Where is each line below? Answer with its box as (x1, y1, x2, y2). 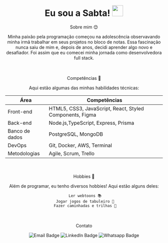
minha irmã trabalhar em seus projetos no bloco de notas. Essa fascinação (7, 39, 161, 45)
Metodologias (7, 150, 40, 157)
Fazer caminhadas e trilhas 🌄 (53, 203, 116, 208)
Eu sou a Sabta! (44, 7, 110, 19)
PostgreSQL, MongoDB (48, 130, 103, 137)
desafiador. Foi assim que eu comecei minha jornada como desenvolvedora (6, 49, 162, 55)
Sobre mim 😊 (69, 24, 98, 30)
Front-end (7, 108, 32, 115)
